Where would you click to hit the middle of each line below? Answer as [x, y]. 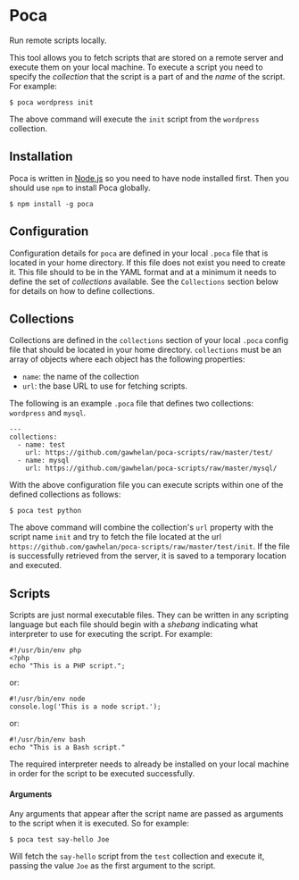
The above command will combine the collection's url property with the [141, 527]
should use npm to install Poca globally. [80, 188]
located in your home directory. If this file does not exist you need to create [147, 262]
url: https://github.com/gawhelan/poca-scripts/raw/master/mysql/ [151, 469]
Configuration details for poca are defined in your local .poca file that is [139, 253]
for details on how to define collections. [82, 290]
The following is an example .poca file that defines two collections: [132, 404]
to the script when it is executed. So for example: [99, 824]
